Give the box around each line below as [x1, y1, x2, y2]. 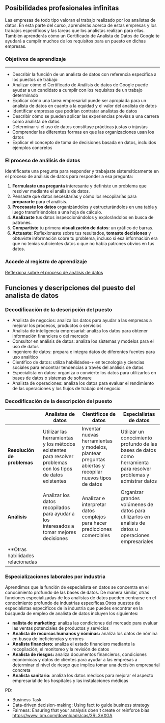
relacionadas [7, 558, 38, 565]
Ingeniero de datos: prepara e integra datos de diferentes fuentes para [12, 349, 155, 355]
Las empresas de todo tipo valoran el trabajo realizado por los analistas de [5, 17, 156, 23]
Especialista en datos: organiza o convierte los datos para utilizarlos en [12, 370, 156, 376]
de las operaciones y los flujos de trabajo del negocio [12, 386, 121, 392]
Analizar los [42, 492, 70, 499]
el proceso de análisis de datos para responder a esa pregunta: [5, 174, 134, 180]
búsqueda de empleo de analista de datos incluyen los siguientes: [5, 610, 138, 616]
